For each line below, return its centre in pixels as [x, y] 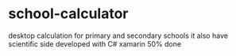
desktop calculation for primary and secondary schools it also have [118, 35]
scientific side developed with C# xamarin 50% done [95, 43]
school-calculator [68, 14]
